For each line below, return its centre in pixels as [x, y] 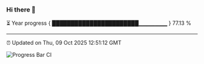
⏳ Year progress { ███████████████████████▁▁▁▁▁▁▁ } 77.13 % [99, 23]
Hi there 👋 [21, 10]
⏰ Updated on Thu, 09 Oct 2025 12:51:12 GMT [64, 43]
